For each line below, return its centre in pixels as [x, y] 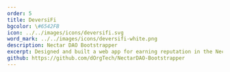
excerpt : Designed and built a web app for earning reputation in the [110, 52]
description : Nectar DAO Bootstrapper [62, 45]
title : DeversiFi [32, 20]
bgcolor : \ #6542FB [33, 26]
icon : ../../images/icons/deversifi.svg [66, 33]
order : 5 [20, 13]
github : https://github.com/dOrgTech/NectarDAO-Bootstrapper [96, 58]
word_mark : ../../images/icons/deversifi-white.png [82, 39]
